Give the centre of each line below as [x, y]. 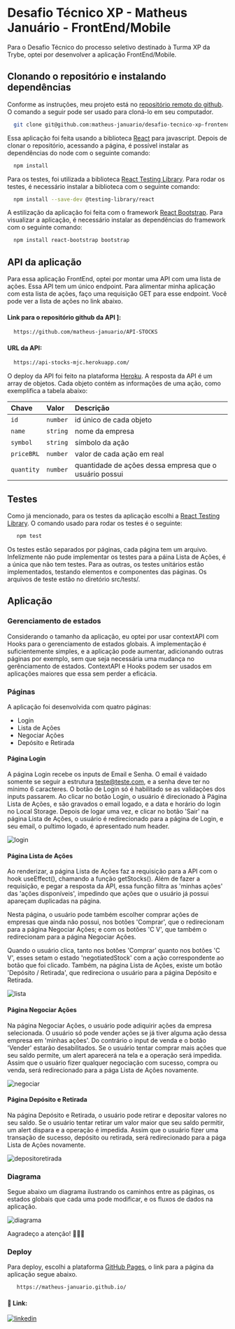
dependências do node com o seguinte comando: [79, 152]
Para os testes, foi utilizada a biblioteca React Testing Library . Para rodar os [116, 179]
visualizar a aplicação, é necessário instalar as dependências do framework [116, 220]
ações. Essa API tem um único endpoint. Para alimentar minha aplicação [111, 286]
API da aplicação [44, 262]
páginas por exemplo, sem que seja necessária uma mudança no [101, 658]
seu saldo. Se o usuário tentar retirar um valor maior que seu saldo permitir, [116, 1122]
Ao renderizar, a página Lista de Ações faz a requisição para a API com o [113, 872]
